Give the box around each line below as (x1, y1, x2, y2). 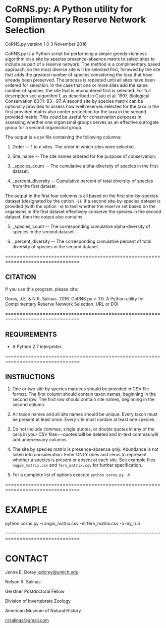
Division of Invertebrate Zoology (5, 598, 71, 604)
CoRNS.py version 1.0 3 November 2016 (5, 41, 87, 47)
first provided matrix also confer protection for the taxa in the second (5, 108, 146, 115)
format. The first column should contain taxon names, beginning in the (12, 391, 156, 397)
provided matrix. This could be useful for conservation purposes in (5, 114, 142, 120)
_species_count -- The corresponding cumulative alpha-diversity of (12, 223, 150, 229)
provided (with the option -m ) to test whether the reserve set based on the (5, 203, 156, 209)
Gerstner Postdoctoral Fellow (5, 588, 65, 594)
